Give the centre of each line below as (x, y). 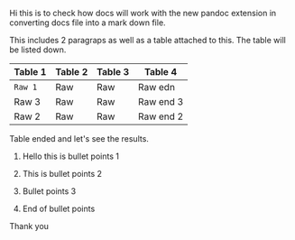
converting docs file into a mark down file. (88, 23)
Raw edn (157, 87)
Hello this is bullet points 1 (71, 156)
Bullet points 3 (49, 191)
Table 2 (72, 72)
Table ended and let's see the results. (79, 138)
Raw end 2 (161, 116)
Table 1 (30, 72)
